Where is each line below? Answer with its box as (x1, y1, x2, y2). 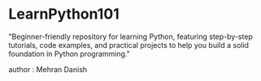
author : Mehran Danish (8, 64, 88, 74)
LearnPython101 (8, 5, 120, 23)
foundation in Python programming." (8, 49, 130, 58)
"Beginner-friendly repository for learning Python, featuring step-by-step (8, 32, 254, 41)
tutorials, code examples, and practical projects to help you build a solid (8, 40, 250, 49)
